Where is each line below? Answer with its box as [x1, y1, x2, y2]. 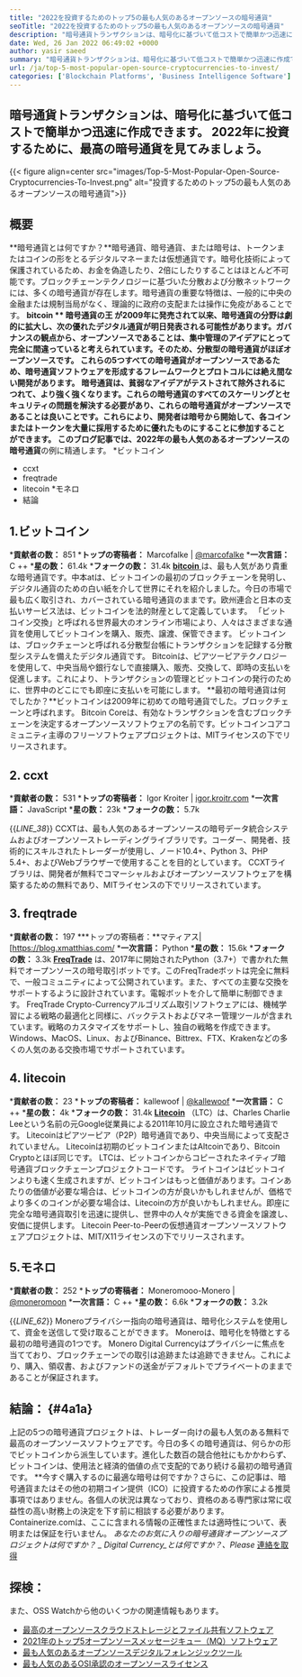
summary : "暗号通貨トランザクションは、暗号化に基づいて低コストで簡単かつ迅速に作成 [9, 55, 290, 64]
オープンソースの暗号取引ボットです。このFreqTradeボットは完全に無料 [24, 965, 290, 976]
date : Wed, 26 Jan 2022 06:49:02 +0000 [9, 38, 159, 48]
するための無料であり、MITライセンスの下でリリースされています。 [16, 880, 266, 890]
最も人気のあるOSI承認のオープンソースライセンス [22, 1658, 209, 1669]
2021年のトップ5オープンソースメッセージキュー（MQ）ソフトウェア [22, 1636, 279, 1646]
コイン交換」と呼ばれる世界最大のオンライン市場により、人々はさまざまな [9, 617, 285, 628]
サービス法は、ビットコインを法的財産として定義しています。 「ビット [24, 606, 286, 617]
